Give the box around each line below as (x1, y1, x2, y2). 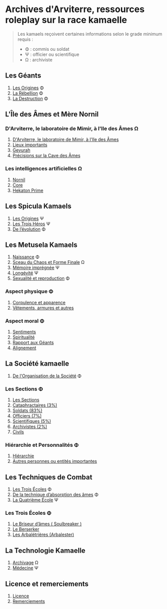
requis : (17, 36, 34, 42)
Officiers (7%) (12, 413, 42, 419)
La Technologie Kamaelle (5, 546, 86, 555)
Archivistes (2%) (12, 424, 48, 430)
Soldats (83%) (12, 408, 43, 414)
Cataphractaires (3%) (12, 402, 58, 409)
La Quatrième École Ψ (12, 497, 59, 503)
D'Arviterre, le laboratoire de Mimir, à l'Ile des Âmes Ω (5, 125, 139, 132)
